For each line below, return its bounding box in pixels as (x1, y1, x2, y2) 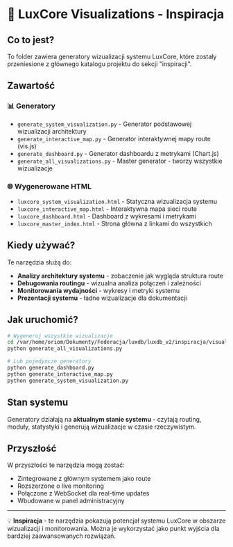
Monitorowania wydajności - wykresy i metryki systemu (17, 286, 180, 294)
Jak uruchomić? (7, 314, 78, 326)
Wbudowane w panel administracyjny (17, 497, 125, 505)
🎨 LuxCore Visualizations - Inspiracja (7, 6, 225, 22)
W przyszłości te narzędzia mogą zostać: (7, 461, 125, 469)
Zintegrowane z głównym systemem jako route (17, 475, 151, 483)
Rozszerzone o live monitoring (17, 482, 104, 490)
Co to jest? (7, 34, 55, 46)
